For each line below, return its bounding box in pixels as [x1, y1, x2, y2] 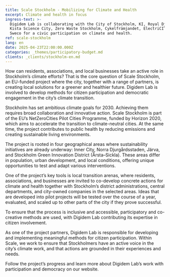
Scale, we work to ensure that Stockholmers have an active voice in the [5, 240, 154, 246]
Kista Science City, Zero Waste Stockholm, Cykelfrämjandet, [10, 26, 142, 31]
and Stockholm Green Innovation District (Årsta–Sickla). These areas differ [5, 152, 160, 158]
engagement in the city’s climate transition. [5, 95, 95, 101]
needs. [5, 251, 20, 257]
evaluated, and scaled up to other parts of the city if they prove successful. [5, 199, 162, 205]
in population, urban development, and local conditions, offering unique [5, 157, 154, 163]
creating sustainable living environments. [5, 132, 91, 138]
